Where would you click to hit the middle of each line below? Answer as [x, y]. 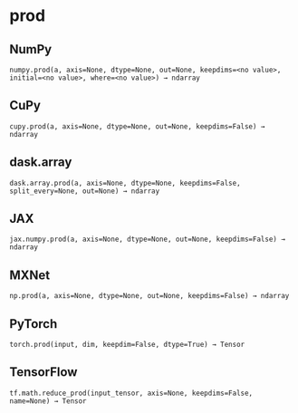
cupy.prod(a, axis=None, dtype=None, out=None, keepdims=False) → [137, 126]
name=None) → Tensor [48, 401]
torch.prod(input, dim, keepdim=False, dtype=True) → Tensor [127, 345]
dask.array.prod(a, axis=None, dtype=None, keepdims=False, [125, 183]
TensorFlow [43, 372]
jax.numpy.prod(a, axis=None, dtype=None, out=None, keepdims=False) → [147, 240]
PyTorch [34, 324]
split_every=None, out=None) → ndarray [85, 191]
